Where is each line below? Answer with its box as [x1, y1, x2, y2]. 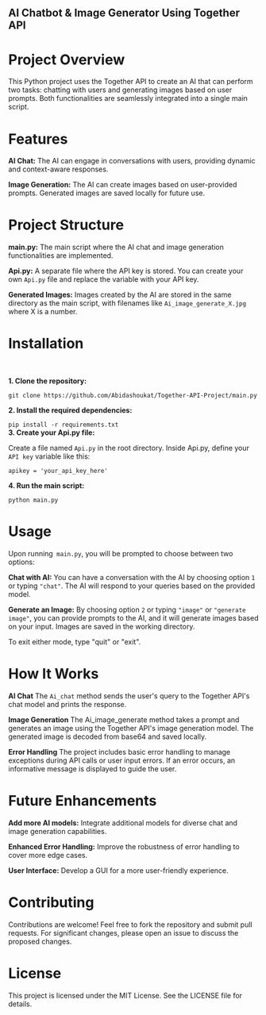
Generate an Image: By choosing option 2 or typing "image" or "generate [8, 605, 246, 614]
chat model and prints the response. [8, 700, 127, 709]
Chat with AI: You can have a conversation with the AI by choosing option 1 [8, 573, 256, 582]
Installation [8, 335, 84, 352]
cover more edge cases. [8, 850, 88, 859]
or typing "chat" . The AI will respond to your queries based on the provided [8, 581, 256, 590]
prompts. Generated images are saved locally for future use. [8, 188, 205, 198]
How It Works [8, 665, 99, 683]
